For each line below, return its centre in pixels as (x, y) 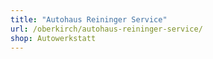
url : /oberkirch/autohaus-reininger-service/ (106, 29)
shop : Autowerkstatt (53, 38)
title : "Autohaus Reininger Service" (89, 19)
